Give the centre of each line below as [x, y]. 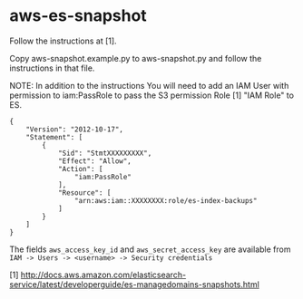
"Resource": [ [84, 193]
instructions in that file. [52, 68]
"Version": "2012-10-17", [75, 129]
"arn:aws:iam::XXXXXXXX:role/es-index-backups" [166, 200]
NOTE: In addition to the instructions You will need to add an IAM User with [149, 85]
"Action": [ [80, 169]
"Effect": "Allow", [94, 161]
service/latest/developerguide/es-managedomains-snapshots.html [135, 284]
